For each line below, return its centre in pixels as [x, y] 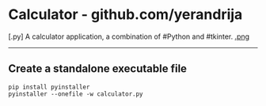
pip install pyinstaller [49, 87]
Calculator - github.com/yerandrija [125, 15]
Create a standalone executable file [98, 69]
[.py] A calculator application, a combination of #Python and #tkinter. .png [129, 36]
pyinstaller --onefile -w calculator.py [76, 94]
